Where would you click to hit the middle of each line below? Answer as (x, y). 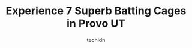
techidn (96, 40)
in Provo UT (96, 23)
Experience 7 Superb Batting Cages (96, 11)
